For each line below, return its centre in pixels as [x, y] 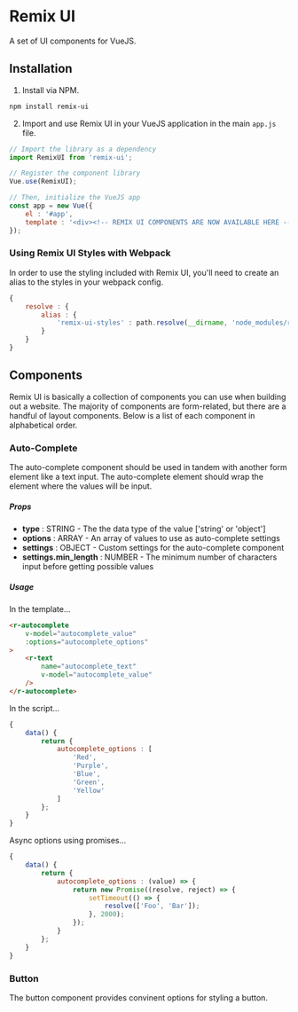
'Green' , [88, 782]
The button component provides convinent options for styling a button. [139, 997]
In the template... [40, 608]
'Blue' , [86, 774]
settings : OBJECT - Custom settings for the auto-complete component [153, 548]
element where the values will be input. [81, 486]
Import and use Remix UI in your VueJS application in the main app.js [149, 123]
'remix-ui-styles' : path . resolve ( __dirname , [142, 323]
